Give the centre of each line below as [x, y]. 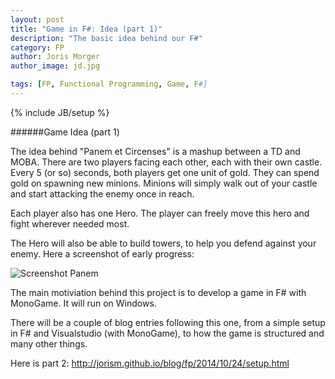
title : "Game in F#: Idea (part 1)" [86, 29]
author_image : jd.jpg [55, 66]
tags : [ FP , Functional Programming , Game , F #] [109, 84]
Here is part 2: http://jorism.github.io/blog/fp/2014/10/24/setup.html [150, 363]
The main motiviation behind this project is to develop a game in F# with [158, 292]
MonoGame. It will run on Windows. [83, 303]
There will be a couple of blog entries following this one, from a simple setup [168, 322]
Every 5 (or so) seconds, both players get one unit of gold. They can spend [165, 172]
